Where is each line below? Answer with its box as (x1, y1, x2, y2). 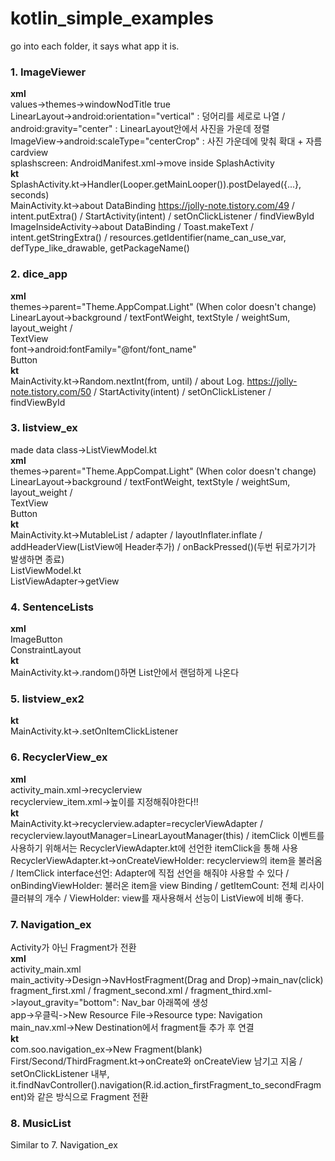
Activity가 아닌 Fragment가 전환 (10, 942, 137, 954)
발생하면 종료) (10, 553, 65, 565)
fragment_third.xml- (190, 985, 273, 997)
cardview (10, 147, 49, 159)
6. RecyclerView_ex (10, 750, 108, 764)
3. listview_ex (10, 421, 78, 435)
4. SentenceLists (10, 600, 94, 614)
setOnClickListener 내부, (10, 1068, 110, 1080)
